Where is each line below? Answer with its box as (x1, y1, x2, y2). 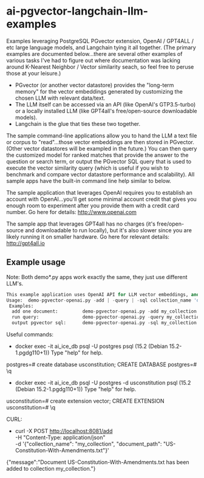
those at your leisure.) (6, 69, 61, 77)
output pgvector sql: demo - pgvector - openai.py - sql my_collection (12, 320, 197, 326)
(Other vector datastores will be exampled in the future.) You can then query (6, 145, 197, 152)
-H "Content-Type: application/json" (15, 434, 106, 441)
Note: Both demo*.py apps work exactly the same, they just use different (6, 273, 188, 280)
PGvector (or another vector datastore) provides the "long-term (15, 81, 174, 89)
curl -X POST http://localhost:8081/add (15, 428, 113, 434)
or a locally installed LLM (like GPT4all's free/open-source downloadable (15, 107, 197, 114)
